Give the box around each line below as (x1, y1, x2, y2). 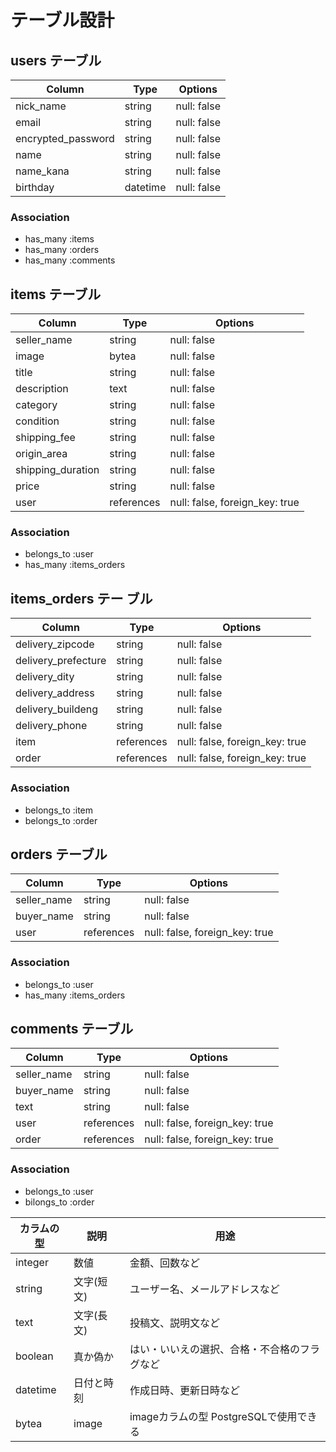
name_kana (15, 164, 70, 178)
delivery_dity (15, 670, 75, 684)
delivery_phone (15, 719, 88, 733)
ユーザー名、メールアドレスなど (129, 1282, 280, 1296)
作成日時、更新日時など (129, 1383, 240, 1397)
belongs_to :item (24, 804, 94, 816)
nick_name (15, 99, 67, 113)
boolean (15, 1349, 54, 1363)
